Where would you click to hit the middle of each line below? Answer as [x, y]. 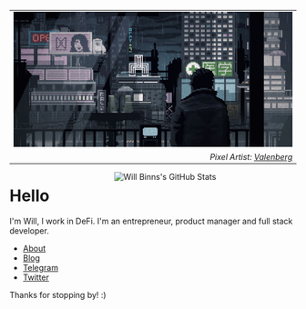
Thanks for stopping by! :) [58, 294]
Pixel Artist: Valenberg [251, 156]
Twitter [36, 277]
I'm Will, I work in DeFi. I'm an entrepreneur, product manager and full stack [151, 221]
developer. [30, 230]
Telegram [41, 267]
